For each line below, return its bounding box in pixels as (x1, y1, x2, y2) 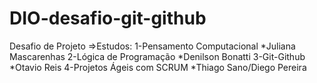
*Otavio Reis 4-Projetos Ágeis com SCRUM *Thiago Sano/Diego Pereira (9, 61, 307, 73)
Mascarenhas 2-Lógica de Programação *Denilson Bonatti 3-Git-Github (9, 50, 306, 62)
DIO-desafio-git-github (9, 7, 207, 30)
